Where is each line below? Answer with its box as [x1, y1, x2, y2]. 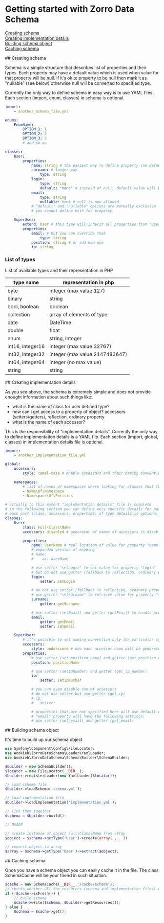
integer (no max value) [49, 359, 102, 366]
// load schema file [5, 782, 47, 787]
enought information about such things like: [5, 394, 93, 400]
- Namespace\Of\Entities [22, 493, 73, 498]
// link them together [5, 809, 51, 814]
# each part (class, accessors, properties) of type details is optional [5, 511, 159, 516]
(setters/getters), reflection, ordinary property [12, 414, 105, 419]
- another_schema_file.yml [14, 109, 69, 114]
